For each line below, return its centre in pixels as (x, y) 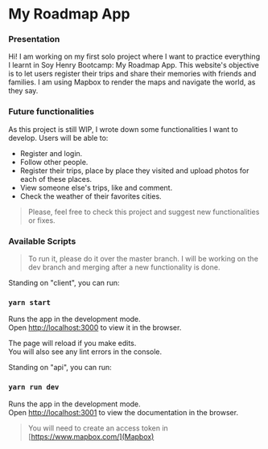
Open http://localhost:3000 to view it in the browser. (95, 327)
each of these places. (56, 179)
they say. (23, 91)
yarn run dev (34, 387)
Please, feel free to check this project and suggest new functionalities (144, 212)
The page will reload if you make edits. (72, 344)
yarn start (29, 303)
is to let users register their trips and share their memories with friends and (132, 74)
